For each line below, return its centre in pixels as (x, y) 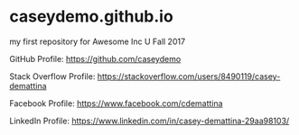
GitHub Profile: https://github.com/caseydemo (95, 58)
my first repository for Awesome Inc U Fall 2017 (98, 41)
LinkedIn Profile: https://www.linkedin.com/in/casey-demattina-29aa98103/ (149, 121)
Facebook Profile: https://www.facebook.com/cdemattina (116, 103)
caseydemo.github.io (91, 17)
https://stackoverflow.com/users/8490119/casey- (189, 76)
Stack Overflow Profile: (52, 76)
